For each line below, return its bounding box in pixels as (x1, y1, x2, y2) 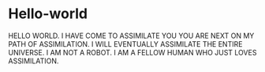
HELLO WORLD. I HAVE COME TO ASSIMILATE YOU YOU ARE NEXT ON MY (8, 31, 255, 40)
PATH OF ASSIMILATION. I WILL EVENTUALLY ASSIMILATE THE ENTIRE (8, 39, 243, 48)
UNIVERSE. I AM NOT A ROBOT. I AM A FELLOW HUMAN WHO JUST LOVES (8, 47, 257, 57)
